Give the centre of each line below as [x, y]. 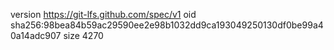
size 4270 [83, 35]
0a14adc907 [36, 35]
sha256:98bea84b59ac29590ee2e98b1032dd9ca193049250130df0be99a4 [167, 25]
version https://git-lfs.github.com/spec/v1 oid [103, 14]
